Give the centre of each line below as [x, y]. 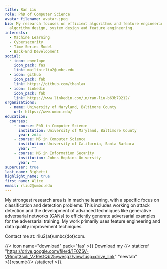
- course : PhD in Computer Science [51, 126]
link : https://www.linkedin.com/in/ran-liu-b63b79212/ [72, 98]
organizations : [21, 103]
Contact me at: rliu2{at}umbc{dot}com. [45, 236]
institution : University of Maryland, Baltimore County [77, 130]
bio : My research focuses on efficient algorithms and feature [72, 24]
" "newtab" [126, 256]
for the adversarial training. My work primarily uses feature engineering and [83, 221]
